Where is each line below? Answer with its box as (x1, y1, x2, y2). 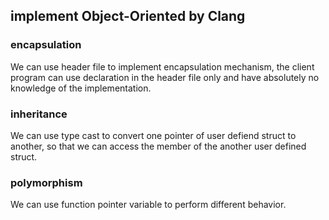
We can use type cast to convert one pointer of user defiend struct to (10, 129, 297, 141)
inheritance (10, 107, 68, 121)
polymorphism (10, 175, 83, 189)
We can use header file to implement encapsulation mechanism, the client (10, 60, 315, 73)
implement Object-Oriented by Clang (10, 8, 246, 25)
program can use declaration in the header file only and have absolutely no (10, 71, 320, 83)
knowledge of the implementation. (10, 82, 152, 94)
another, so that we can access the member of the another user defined (10, 140, 307, 152)
